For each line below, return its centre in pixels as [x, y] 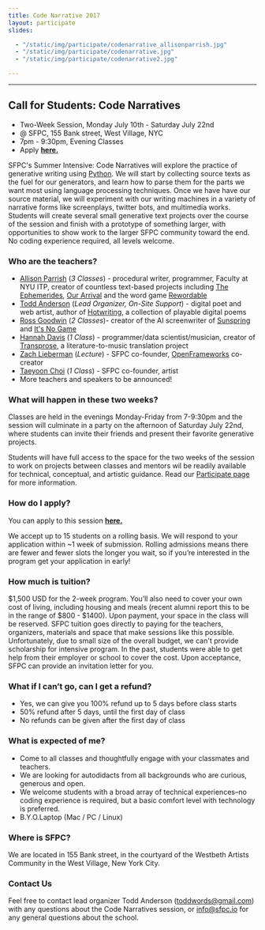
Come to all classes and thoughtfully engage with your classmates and [134, 758]
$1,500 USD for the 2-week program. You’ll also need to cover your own [125, 599]
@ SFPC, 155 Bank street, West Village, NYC [91, 133]
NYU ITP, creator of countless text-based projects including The [124, 287]
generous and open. [52, 783]
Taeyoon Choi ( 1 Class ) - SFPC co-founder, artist [99, 371]
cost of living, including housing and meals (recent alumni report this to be [129, 607]
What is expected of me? [57, 741]
